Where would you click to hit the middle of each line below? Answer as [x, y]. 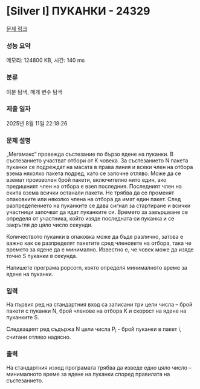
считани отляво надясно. [39, 337]
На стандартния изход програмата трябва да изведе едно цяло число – [99, 367]
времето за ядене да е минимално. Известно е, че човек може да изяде [100, 250]
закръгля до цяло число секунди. [50, 225]
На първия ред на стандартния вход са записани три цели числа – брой [99, 305]
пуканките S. [23, 318]
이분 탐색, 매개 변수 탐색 [34, 91]
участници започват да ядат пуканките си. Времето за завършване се [97, 212]
